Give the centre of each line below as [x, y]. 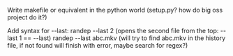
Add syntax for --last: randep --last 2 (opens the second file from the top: [113, 31]
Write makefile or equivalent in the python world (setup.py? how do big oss [115, 10]
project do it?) [27, 17]
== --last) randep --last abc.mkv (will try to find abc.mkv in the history [125, 38]
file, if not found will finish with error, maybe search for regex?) [98, 45]
